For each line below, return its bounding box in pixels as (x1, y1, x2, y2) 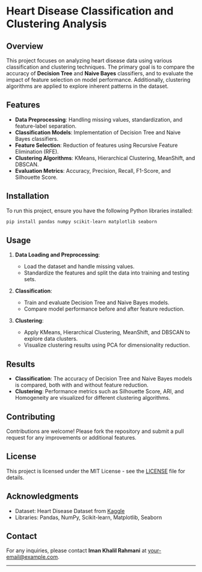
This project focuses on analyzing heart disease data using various (6, 57, 173, 64)
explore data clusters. (23, 335, 78, 343)
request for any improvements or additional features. (6, 434, 137, 441)
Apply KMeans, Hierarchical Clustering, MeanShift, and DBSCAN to (23, 329, 191, 336)
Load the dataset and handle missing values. (23, 263, 135, 270)
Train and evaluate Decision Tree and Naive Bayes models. (23, 299, 170, 306)
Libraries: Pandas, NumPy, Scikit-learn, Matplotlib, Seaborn (14, 514, 162, 521)
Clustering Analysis (6, 17, 107, 31)
